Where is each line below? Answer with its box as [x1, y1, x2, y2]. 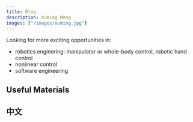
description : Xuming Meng [6, 14, 71, 20]
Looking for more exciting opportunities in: [6, 37, 112, 44]
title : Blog [6, 8, 36, 15]
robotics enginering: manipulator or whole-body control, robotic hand [14, 48, 188, 55]
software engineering [14, 67, 69, 75]
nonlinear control [14, 61, 58, 68]
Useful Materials [6, 85, 70, 95]
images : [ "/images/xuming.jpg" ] [6, 20, 87, 26]
